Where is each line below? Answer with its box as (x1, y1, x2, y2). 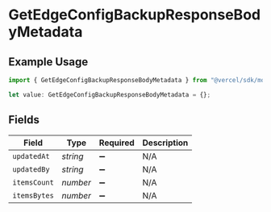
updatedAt (12, 152, 50, 160)
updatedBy (12, 164, 50, 174)
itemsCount (12, 177, 54, 187)
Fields (8, 113, 40, 127)
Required (98, 137, 135, 148)
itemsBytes (12, 191, 54, 200)
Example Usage (8, 55, 89, 69)
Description (142, 137, 189, 148)
